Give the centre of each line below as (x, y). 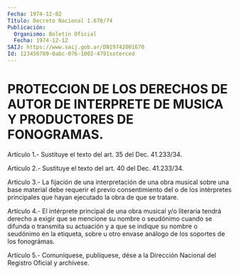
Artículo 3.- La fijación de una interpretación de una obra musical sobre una (118, 182)
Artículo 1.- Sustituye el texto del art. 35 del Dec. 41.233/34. (95, 154)
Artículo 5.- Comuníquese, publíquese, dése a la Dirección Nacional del (112, 255)
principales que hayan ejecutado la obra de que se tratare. (93, 197)
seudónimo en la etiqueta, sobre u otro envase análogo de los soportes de (116, 233)
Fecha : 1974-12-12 (41, 41)
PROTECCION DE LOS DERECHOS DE (118, 89)
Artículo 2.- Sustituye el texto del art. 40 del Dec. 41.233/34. (96, 168)
